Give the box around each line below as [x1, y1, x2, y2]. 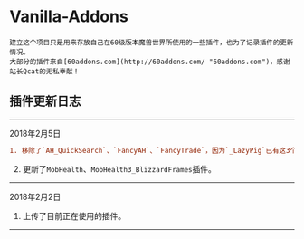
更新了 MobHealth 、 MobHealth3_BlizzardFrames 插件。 [22, 163, 217, 174]
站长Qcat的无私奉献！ [9, 66, 80, 76]
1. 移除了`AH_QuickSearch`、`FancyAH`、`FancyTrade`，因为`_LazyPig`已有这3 [9, 146, 290, 155]
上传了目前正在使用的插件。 [22, 210, 127, 221]
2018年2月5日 [9, 128, 62, 139]
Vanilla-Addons [9, 6, 128, 27]
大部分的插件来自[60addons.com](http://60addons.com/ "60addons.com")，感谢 [9, 57, 290, 66]
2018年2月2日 [9, 191, 62, 202]
